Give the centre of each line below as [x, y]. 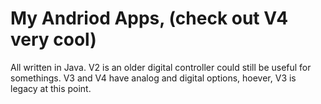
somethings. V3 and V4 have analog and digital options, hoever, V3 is [153, 78]
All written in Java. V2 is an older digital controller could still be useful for [161, 67]
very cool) [53, 39]
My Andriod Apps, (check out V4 [149, 18]
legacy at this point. [51, 88]
